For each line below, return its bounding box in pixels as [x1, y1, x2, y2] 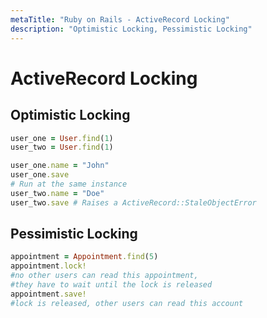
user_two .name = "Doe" [10, 188, 105, 198]
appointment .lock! [10, 261, 87, 271]
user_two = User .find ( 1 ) [10, 142, 114, 153]
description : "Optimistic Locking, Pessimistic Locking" [10, 24, 253, 34]
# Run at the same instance [10, 179, 128, 189]
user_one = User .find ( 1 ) [10, 133, 114, 143]
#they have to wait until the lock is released [10, 280, 213, 290]
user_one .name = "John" [10, 161, 110, 171]
